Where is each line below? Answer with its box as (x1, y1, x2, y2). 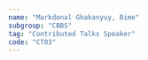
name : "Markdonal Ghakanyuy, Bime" (8, 12, 140, 22)
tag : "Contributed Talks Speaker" (8, 29, 136, 38)
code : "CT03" (8, 37, 57, 47)
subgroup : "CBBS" (8, 21, 73, 30)
